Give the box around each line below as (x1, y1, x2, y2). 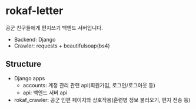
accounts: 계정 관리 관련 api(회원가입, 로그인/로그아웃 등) (22, 81, 155, 88)
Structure (5, 59, 42, 69)
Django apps (14, 74, 45, 81)
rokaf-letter (5, 4, 64, 18)
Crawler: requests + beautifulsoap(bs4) (14, 42, 110, 49)
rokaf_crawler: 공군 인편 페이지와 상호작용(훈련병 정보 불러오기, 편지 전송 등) (14, 96, 191, 103)
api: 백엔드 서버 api (22, 89, 68, 96)
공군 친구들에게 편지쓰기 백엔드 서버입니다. (5, 24, 104, 31)
